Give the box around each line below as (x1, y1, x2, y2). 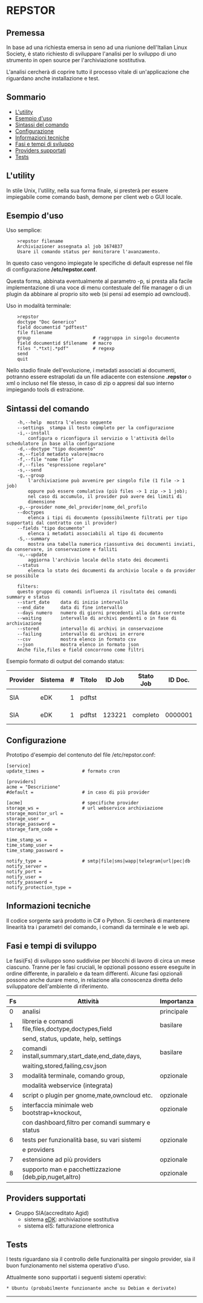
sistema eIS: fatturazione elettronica (24, 1222, 114, 1229)
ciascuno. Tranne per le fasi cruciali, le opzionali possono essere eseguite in (6, 963, 196, 971)
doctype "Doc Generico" (17, 319, 77, 325)
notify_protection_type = (6, 885, 71, 891)
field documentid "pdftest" (17, 325, 88, 331)
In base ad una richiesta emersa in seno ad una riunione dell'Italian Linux (6, 44, 187, 51)
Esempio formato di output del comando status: (6, 658, 125, 665)
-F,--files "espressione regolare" (17, 462, 107, 468)
